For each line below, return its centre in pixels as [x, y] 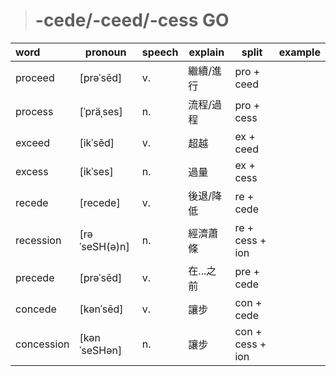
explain [206, 52]
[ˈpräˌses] [101, 111]
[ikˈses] [96, 171]
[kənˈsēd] [101, 309]
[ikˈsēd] [97, 142]
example [299, 52]
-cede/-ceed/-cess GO [132, 20]
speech [160, 52]
